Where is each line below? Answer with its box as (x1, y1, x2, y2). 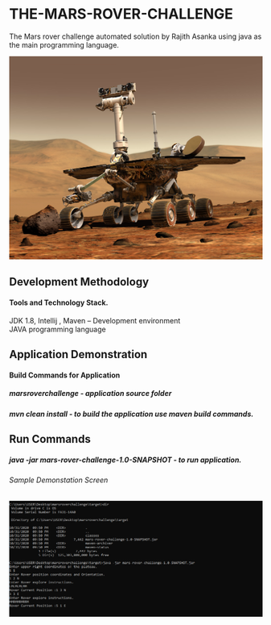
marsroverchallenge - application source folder (9, 389, 172, 398)
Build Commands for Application (9, 370, 121, 380)
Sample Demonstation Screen (9, 475, 109, 485)
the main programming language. (9, 40, 120, 49)
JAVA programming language (9, 324, 107, 334)
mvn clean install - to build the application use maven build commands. (9, 409, 254, 419)
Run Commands (9, 432, 91, 446)
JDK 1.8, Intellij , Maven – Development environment (9, 315, 181, 325)
